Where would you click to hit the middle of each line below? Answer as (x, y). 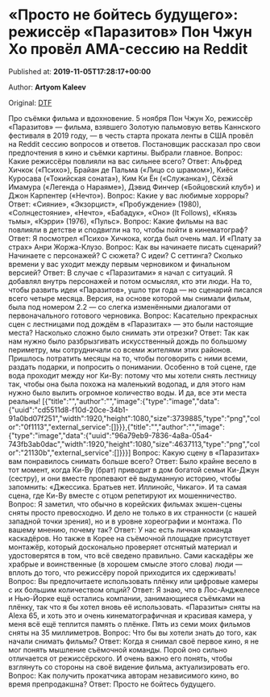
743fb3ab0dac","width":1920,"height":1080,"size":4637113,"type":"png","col (134, 444)
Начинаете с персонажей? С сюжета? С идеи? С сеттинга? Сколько (126, 255)
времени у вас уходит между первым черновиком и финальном (119, 264)
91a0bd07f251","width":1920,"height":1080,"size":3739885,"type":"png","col (134, 418)
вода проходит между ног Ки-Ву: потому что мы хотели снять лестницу (133, 375)
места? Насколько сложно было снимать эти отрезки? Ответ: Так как (129, 332)
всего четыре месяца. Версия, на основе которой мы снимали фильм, (130, 298)
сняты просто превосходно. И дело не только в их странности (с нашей (133, 512)
